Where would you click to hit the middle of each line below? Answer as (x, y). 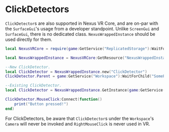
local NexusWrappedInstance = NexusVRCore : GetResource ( (65, 58)
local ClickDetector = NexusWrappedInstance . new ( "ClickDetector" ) (76, 72)
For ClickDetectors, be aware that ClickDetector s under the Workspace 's (80, 118)
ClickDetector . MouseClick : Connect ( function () (54, 100)
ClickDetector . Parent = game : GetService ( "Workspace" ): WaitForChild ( (78, 76)
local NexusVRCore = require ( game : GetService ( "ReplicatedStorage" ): (78, 49)
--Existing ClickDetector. (33, 85)
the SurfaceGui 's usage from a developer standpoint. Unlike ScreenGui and (82, 28)
